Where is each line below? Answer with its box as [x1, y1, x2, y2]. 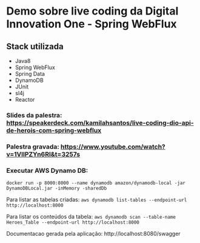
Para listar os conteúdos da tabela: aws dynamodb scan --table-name [6, 213, 176, 221]
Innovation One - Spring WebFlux [6, 17, 177, 31]
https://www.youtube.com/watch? [60, 142, 165, 151]
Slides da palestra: [6, 111, 62, 119]
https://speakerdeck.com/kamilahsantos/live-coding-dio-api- [6, 118, 194, 127]
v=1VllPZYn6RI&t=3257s [6, 150, 81, 158]
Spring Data [15, 70, 45, 77]
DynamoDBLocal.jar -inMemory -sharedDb [6, 185, 107, 191]
